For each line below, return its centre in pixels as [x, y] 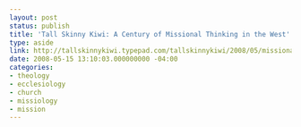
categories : [31, 68]
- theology [30, 76]
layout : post [34, 17]
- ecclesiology [38, 84]
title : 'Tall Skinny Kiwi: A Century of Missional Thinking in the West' [150, 34]
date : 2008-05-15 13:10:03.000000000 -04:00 [94, 59]
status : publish [39, 26]
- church [26, 92]
